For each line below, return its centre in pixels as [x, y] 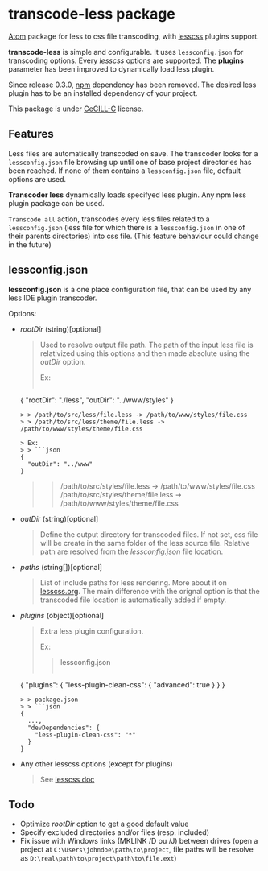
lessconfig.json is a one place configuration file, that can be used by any [130, 289]
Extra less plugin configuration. [92, 631]
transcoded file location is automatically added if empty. [133, 600]
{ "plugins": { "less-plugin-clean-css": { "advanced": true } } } [122, 684]
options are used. [37, 179]
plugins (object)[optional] [62, 615]
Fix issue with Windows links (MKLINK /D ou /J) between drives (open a [139, 841]
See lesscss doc [67, 779]
